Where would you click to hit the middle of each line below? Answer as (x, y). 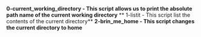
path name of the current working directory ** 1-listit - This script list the (98, 15)
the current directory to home (44, 27)
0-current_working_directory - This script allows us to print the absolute (99, 9)
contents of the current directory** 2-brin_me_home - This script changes (100, 21)
